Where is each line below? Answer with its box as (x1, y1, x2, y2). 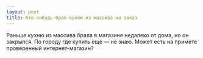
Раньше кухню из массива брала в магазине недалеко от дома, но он (6, 31, 189, 38)
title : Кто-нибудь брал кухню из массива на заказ (6, 15, 138, 21)
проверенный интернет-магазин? (6, 44, 94, 52)
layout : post (6, 9, 40, 15)
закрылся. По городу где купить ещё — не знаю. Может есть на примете (6, 38, 198, 45)
